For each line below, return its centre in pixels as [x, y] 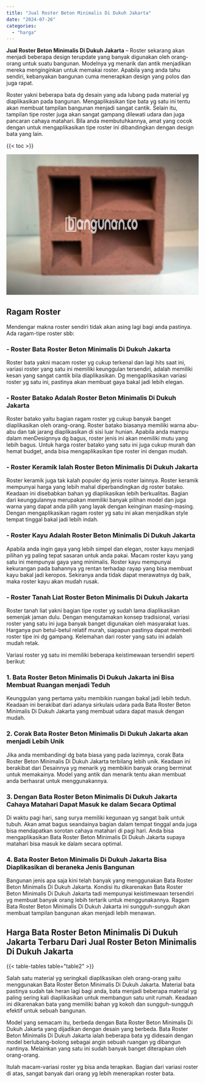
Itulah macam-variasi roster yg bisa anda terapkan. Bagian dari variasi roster [102, 1067]
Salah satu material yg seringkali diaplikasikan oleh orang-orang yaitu [94, 978]
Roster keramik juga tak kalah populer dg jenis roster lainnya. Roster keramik [103, 480]
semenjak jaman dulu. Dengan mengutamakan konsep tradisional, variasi [98, 617]
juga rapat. [20, 83]
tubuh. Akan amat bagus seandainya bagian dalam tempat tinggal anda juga [102, 824]
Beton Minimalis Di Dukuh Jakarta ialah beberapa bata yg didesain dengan [100, 1036]
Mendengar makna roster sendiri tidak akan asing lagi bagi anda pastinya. [99, 326]
